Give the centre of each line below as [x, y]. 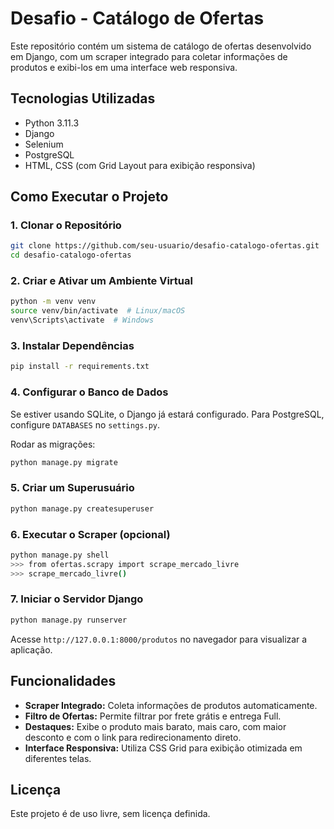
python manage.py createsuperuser [82, 508]
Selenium [44, 144]
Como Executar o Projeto [89, 197]
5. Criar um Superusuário [72, 488]
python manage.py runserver [69, 620]
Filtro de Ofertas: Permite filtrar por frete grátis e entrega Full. [153, 716]
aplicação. [31, 649]
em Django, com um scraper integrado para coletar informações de [149, 56]
